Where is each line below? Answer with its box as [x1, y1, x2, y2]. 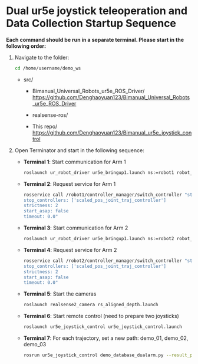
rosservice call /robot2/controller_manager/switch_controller [23, 258, 183, 264]
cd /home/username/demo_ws [14, 65, 81, 71]
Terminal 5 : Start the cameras [23, 290, 97, 297]
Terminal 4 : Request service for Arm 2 [23, 246, 117, 253]
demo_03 [23, 341, 47, 348]
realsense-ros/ [32, 111, 68, 119]
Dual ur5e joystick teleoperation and [6, 4, 187, 18]
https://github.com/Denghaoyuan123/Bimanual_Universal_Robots [32, 93, 190, 101]
